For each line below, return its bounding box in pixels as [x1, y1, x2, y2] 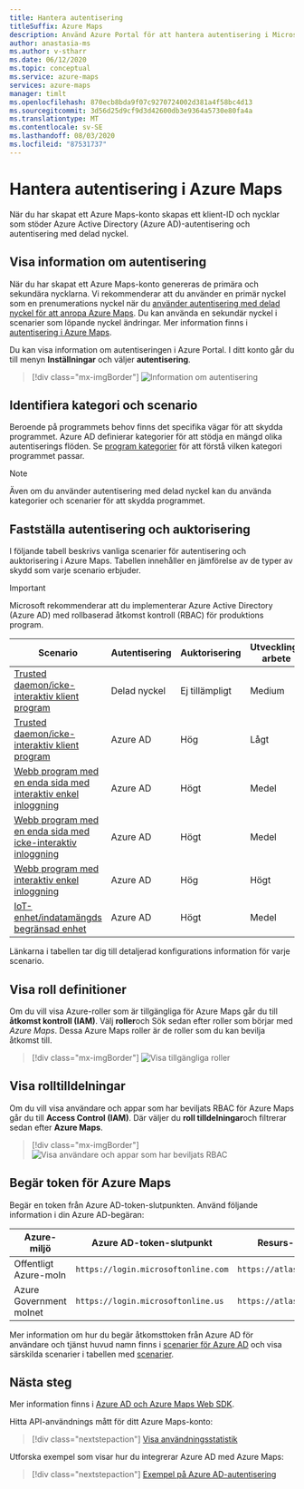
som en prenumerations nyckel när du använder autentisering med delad [9, 297, 280, 308]
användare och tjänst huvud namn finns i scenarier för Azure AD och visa [9, 1338, 282, 1349]
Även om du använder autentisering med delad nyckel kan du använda [9, 486, 271, 497]
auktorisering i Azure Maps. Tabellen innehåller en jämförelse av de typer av [9, 555, 293, 567]
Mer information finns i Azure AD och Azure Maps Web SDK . [9, 1398, 235, 1410]
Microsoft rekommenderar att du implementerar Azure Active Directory [9, 600, 273, 611]
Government [14, 1294, 67, 1307]
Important [9, 582, 46, 594]
